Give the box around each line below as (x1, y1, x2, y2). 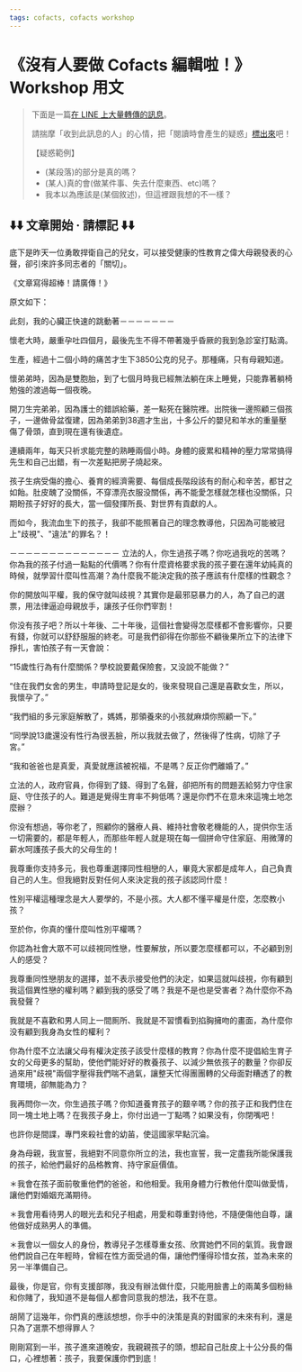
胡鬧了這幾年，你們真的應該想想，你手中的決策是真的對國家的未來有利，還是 (9, 1312, 293, 1322)
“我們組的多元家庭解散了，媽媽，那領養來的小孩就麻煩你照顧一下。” (9, 711, 257, 722)
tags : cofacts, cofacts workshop (9, 13, 135, 23)
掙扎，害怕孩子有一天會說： (9, 642, 112, 653)
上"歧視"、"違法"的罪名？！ (9, 529, 111, 540)
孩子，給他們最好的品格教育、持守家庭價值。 (16, 1159, 182, 1170)
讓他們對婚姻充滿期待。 (9, 1190, 96, 1201)
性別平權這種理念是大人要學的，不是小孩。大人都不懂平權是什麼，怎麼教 (9, 894, 277, 904)
